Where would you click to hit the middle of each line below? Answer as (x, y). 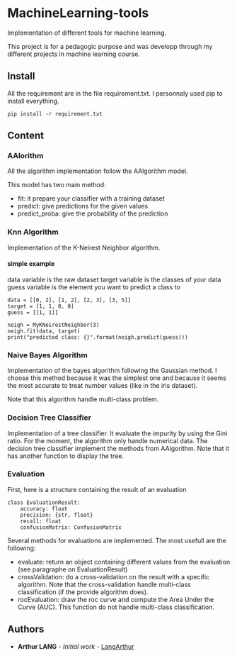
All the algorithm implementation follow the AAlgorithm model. (98, 171)
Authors (26, 629)
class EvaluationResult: (44, 502)
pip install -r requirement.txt (55, 114)
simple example (31, 264)
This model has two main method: (57, 185)
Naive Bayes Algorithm (48, 355)
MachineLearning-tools (78, 13)
